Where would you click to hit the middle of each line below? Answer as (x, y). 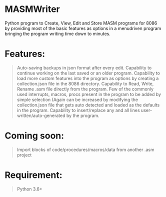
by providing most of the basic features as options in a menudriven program (83, 28)
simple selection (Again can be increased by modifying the (77, 99)
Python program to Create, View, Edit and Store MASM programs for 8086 (81, 23)
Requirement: (34, 175)
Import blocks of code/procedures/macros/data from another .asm (85, 149)
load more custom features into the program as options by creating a (88, 78)
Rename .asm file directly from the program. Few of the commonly (85, 89)
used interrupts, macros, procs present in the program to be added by (89, 94)
